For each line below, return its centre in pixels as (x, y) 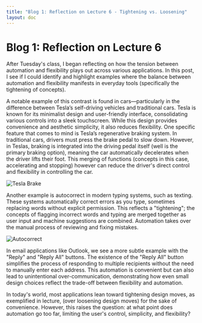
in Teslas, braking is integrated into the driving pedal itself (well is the (92, 146)
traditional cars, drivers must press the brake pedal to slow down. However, (100, 140)
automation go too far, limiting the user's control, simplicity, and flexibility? (99, 314)
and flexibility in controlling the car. (50, 172)
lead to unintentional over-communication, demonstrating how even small (97, 277)
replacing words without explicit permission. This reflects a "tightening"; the (100, 208)
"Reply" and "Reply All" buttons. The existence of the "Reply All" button (95, 257)
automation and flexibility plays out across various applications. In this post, (100, 71)
